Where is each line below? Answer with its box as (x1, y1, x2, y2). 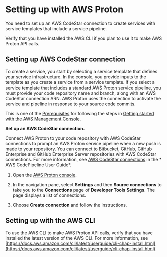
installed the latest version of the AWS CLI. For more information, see (5, 235, 148, 241)
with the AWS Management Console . (5, 116, 81, 122)
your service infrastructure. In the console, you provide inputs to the (5, 74, 147, 80)
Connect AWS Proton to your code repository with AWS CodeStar (5, 135, 141, 141)
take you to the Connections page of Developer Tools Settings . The (12, 187, 155, 193)
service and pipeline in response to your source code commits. (5, 101, 136, 107)
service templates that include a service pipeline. (5, 25, 107, 31)
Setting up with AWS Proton (5, 4, 124, 15)
